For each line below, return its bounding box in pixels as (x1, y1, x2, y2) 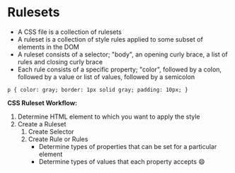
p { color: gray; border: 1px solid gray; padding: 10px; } (7, 86, 189, 93)
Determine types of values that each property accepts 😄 (38, 157, 205, 166)
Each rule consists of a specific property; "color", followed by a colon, (17, 65, 222, 73)
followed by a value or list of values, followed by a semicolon (17, 72, 195, 81)
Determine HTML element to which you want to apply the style (17, 112, 200, 121)
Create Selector (28, 127, 74, 136)
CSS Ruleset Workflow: (7, 98, 78, 107)
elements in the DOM (17, 42, 79, 51)
